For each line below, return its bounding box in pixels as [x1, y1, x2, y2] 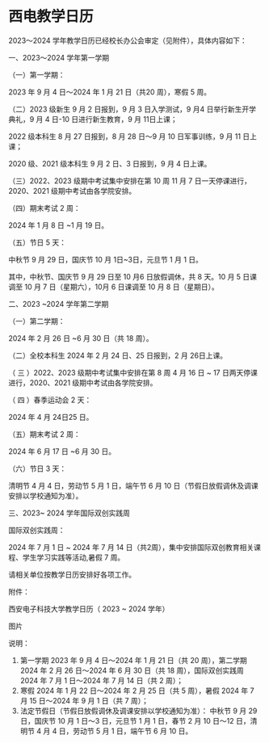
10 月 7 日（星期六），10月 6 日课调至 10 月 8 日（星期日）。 [23, 282, 220, 292]
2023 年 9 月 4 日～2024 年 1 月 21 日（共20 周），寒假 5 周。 [8, 86, 212, 97]
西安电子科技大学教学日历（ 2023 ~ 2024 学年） [8, 603, 170, 614]
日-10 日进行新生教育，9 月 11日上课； [51, 114, 178, 124]
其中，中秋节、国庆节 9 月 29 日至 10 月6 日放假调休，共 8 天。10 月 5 [8, 271, 241, 281]
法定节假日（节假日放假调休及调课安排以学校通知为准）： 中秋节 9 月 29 [19, 706, 258, 716]
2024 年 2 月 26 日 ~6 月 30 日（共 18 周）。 [8, 333, 153, 343]
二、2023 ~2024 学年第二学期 [8, 299, 109, 309]
